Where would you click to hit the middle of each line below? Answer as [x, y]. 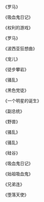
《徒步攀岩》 [16, 69]
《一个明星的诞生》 [22, 101]
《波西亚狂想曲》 [20, 48]
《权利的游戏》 [18, 28]
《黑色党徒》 [16, 90]
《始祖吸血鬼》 [18, 174]
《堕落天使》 [16, 195]
